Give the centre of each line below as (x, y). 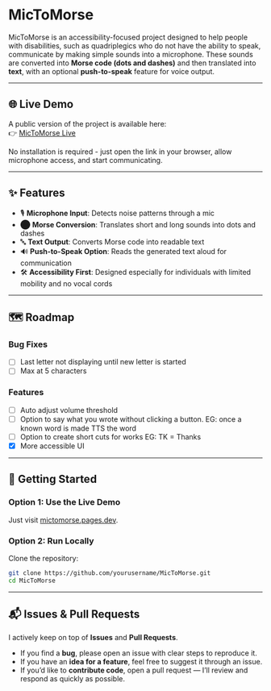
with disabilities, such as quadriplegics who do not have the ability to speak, (135, 45)
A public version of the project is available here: (88, 123)
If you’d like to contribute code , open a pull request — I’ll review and (134, 670)
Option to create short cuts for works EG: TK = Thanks (110, 436)
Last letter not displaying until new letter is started (103, 362)
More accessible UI (52, 446)
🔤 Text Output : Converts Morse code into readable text (112, 241)
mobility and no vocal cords (66, 283)
